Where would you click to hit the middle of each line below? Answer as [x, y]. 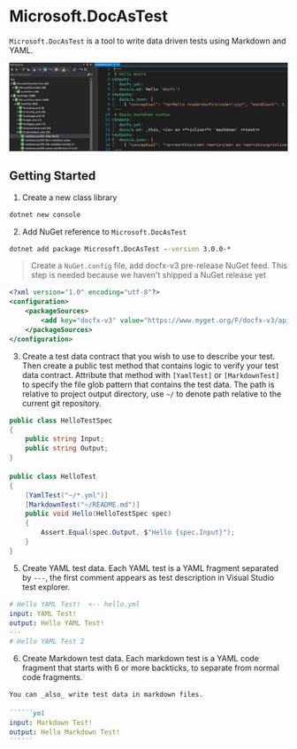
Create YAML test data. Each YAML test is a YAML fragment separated [150, 568]
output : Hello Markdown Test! [65, 732]
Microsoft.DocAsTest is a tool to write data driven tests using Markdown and [148, 41]
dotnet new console [45, 214]
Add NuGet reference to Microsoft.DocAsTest [104, 231]
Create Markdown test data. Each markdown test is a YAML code [140, 659]
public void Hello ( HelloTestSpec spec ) [99, 514]
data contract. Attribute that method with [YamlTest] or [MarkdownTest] [151, 374]
